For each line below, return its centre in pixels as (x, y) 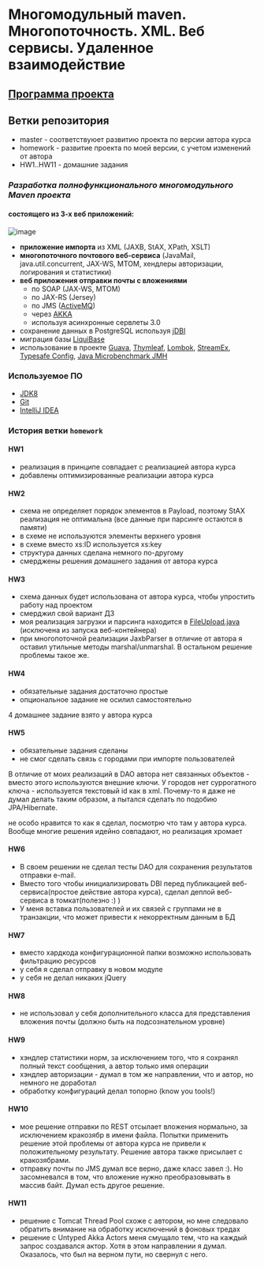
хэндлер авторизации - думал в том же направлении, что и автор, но (136, 1074)
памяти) (33, 528)
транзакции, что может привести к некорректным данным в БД (127, 917)
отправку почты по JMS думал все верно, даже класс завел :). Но (131, 1168)
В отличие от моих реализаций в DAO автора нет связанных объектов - (129, 774)
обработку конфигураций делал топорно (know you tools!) (117, 1091)
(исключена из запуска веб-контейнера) (88, 630)
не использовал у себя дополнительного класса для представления (135, 1013)
